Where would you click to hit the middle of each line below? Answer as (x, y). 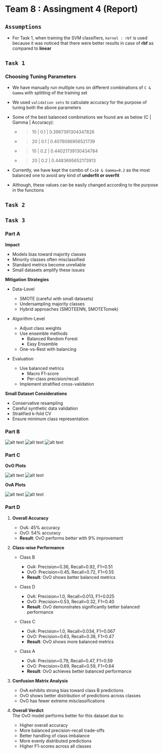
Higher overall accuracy (44, 725)
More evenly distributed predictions (55, 741)
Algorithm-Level (28, 319)
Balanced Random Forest (52, 338)
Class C (27, 621)
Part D (13, 507)
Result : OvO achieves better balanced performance (79, 671)
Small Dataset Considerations (36, 394)
